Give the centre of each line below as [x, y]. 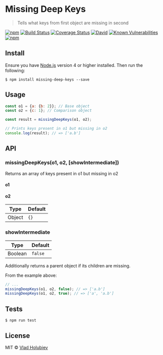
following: [15, 70]
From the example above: [31, 275]
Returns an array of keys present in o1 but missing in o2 [62, 173]
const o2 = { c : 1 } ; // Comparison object [49, 111]
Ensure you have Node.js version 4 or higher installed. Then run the [74, 65]
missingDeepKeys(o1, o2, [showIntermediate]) [62, 163]
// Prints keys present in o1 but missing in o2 [56, 129]
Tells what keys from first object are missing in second [73, 23]
